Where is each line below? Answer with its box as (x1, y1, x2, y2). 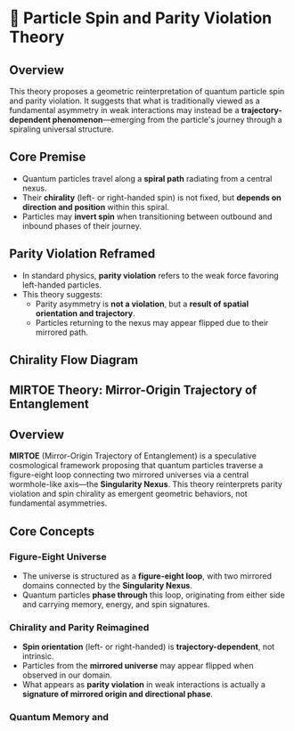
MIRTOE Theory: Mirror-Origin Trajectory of (9, 383, 257, 398)
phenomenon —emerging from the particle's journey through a (52, 115, 282, 125)
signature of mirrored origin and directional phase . (21, 689, 214, 700)
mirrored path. (35, 327, 89, 337)
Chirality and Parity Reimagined (9, 621, 150, 633)
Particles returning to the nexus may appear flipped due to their (35, 317, 269, 328)
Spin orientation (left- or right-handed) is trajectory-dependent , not (21, 641, 275, 653)
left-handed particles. (21, 280, 102, 290)
